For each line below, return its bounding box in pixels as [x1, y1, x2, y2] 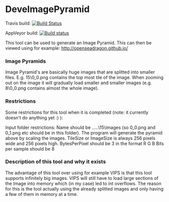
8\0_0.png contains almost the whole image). [5, 85, 99, 91]
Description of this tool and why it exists [5, 158, 106, 165]
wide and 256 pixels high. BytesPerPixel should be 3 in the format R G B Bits [5, 140, 164, 147]
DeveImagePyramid [5, 4, 90, 15]
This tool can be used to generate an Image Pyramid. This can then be [5, 39, 152, 46]
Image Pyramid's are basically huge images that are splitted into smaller [5, 69, 155, 75]
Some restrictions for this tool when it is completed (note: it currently [5, 109, 149, 115]
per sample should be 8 [5, 146, 55, 152]
